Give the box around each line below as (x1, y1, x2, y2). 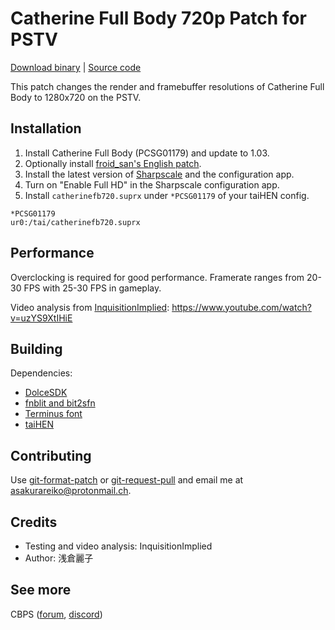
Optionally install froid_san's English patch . (24, 157, 202, 169)
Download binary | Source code (10, 61, 142, 73)
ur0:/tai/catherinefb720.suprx (10, 217, 141, 227)
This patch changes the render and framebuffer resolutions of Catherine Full (10, 80, 325, 92)
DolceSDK (24, 387, 68, 399)
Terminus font (24, 408, 83, 420)
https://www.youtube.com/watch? (171, 301, 312, 313)
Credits (10, 513, 58, 531)
